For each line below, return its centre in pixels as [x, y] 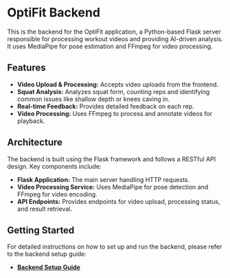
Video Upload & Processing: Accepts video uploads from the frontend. [118, 84]
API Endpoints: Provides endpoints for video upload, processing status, [119, 201]
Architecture [35, 142]
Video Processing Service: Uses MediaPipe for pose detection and [113, 187]
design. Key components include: [54, 166]
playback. [31, 121]
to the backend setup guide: [47, 254]
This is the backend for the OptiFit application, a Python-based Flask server [114, 32]
